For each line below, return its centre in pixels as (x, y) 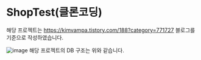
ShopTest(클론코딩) (54, 12)
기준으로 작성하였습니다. (35, 37)
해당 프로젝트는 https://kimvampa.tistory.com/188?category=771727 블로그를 (101, 30)
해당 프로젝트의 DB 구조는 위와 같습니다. (77, 50)
